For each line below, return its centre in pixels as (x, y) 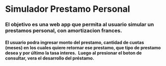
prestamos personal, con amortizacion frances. (64, 31)
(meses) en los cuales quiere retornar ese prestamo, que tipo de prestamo (83, 47)
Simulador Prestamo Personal (68, 9)
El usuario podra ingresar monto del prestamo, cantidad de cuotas (75, 42)
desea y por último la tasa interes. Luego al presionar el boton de (74, 53)
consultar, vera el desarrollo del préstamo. (50, 58)
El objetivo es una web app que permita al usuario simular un (80, 25)
